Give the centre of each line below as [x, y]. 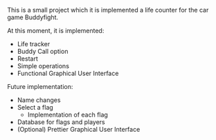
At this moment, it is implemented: [56, 31]
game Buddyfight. [33, 17]
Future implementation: [40, 87]
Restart [27, 59]
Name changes [39, 100]
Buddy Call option [43, 51]
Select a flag [35, 107]
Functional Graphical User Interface [68, 73]
